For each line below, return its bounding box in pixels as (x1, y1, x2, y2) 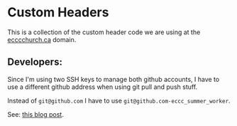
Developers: (7, 56, 62, 68)
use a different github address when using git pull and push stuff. (7, 83, 198, 91)
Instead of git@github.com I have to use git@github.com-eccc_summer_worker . (7, 96, 231, 105)
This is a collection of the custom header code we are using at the (7, 28, 201, 36)
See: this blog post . (7, 110, 64, 118)
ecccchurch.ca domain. (7, 35, 77, 43)
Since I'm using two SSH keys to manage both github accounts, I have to (7, 75, 220, 83)
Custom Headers (7, 4, 109, 21)
